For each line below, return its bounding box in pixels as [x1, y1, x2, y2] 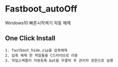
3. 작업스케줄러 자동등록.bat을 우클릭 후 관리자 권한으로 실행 [5, 58, 113, 63]
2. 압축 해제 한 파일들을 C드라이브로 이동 [5, 53, 78, 58]
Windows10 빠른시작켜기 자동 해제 [5, 20, 71, 26]
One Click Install [5, 34, 56, 42]
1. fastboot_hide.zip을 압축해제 [5, 48, 68, 53]
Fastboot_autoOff [5, 3, 78, 14]
